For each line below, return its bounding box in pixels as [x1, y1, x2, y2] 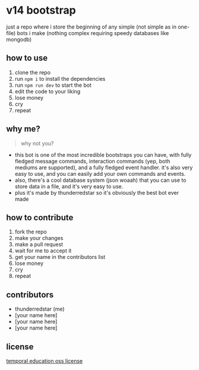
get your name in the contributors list [14, 254, 106, 261]
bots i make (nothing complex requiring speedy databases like [17, 29, 169, 36]
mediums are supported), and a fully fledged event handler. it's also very [14, 164, 193, 171]
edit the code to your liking [14, 87, 81, 95]
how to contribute [6, 212, 74, 223]
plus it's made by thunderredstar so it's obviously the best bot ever [14, 189, 179, 196]
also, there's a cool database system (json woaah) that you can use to [14, 176, 187, 184]
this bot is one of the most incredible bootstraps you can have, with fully [14, 151, 192, 158]
